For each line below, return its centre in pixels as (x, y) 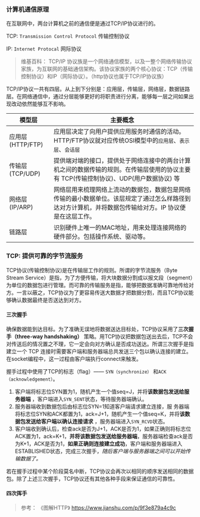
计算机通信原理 (28, 9)
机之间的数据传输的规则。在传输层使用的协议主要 (122, 170)
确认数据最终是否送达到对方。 (48, 300)
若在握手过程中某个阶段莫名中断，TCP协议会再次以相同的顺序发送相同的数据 (100, 471)
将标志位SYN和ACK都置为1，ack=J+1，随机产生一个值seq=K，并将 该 (100, 414)
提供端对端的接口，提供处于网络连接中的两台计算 (122, 161)
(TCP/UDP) (25, 174)
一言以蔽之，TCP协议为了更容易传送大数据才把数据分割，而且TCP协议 (102, 292)
